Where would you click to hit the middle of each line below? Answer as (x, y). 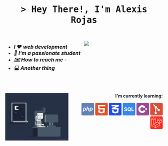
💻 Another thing (34, 68)
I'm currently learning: (139, 96)
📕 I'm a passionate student (47, 53)
